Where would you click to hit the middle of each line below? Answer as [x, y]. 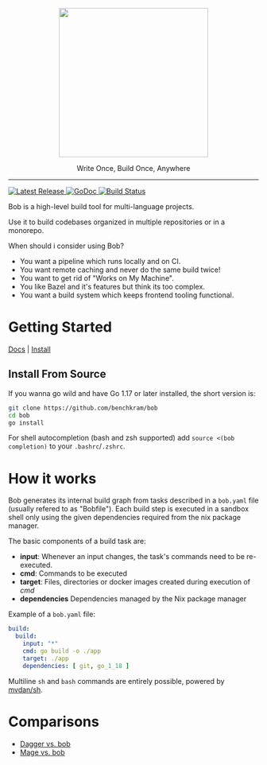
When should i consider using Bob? [66, 246]
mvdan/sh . [26, 689]
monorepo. [26, 230]
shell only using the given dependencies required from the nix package [124, 518]
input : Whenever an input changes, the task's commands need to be [132, 557]
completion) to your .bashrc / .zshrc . [67, 446]
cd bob [19, 415]
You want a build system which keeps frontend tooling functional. [127, 295]
